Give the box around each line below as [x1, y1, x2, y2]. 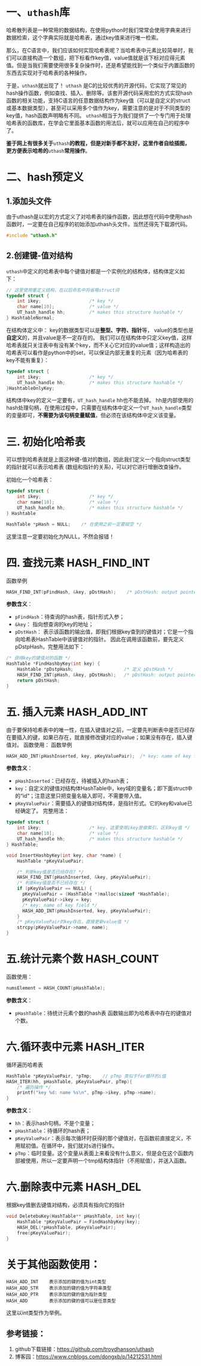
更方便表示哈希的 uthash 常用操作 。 [6, 147, 91, 154]
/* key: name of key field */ [22, 902, 98, 908]
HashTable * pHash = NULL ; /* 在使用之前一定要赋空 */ [6, 521, 142, 527]
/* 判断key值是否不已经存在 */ [17, 880, 86, 886]
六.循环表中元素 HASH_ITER [6, 1041, 145, 1054]
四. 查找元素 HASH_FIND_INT [6, 556, 151, 569]
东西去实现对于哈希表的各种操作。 [6, 69, 90, 76]
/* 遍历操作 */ [17, 1084, 51, 1090]
